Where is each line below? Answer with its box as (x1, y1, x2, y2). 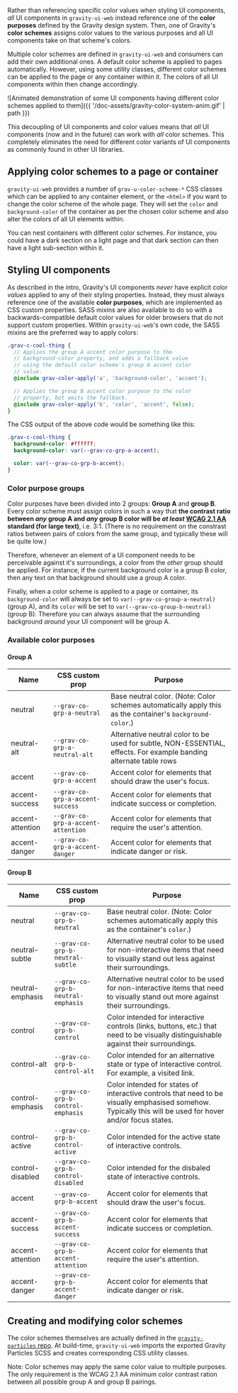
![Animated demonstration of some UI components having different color (7, 94, 220, 102)
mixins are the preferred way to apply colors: (7, 328, 138, 336)
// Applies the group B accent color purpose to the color (13, 387, 192, 394)
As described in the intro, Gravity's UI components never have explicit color (7, 283, 228, 292)
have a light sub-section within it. (7, 243, 104, 252)
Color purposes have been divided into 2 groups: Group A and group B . (7, 499, 217, 508)
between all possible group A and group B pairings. (7, 1377, 157, 1386)
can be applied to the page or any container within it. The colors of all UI (7, 72, 218, 81)
